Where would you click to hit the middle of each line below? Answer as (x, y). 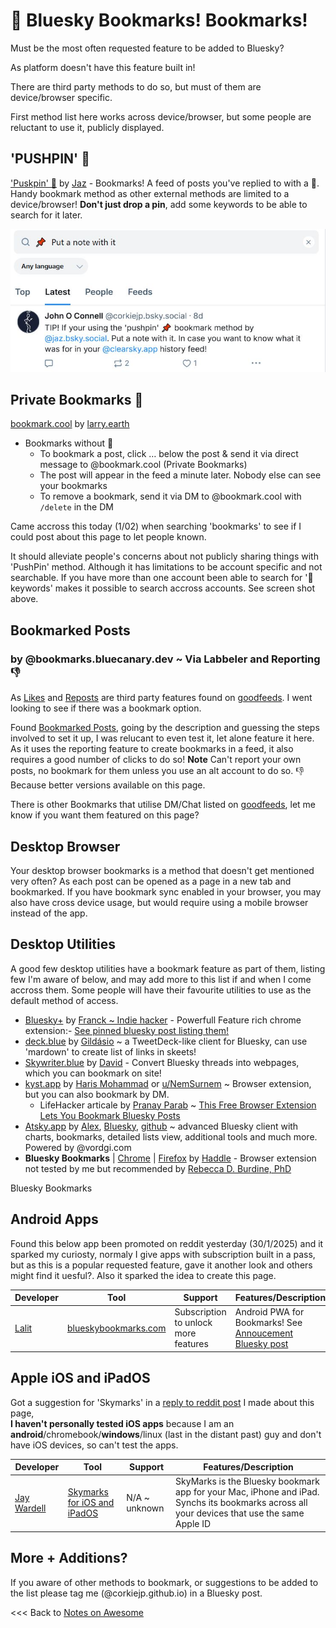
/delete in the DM (76, 507)
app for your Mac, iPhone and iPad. (247, 1492)
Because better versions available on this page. (108, 785)
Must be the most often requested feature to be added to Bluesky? (147, 48)
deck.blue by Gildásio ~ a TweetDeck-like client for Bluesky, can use (166, 1041)
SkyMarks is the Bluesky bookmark (247, 1481)
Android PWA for (269, 1312)
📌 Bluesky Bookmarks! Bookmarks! (159, 20)
